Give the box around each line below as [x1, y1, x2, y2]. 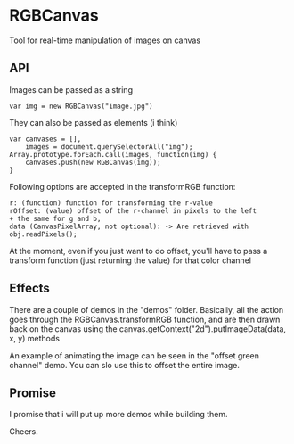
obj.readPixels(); [9, 229, 78, 239]
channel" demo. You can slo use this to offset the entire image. [9, 359, 241, 370]
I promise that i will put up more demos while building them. [9, 409, 228, 420]
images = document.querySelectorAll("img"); [25, 142, 193, 152]
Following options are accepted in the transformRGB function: [9, 181, 236, 192]
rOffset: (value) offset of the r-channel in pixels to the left [9, 206, 257, 215]
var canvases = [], [9, 135, 82, 144]
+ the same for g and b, [9, 214, 102, 223]
